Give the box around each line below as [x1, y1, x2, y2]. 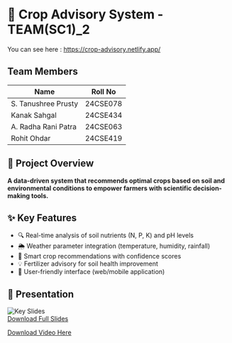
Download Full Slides [7, 315, 69, 323]
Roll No [91, 87, 116, 97]
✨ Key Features [7, 212, 77, 224]
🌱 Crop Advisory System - [7, 6, 164, 23]
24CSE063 [84, 121, 123, 131]
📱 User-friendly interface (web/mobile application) [17, 268, 165, 276]
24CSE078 [84, 99, 123, 109]
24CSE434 [84, 110, 123, 120]
